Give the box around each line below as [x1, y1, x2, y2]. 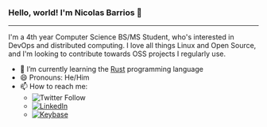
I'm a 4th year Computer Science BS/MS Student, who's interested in [8, 32, 234, 42]
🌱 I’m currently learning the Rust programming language [19, 65, 204, 74]
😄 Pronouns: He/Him [19, 73, 90, 82]
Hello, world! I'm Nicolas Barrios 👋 [8, 7, 143, 18]
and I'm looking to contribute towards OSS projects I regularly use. [8, 49, 226, 58]
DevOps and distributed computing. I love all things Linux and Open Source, [8, 41, 257, 50]
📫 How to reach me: [19, 82, 88, 92]
